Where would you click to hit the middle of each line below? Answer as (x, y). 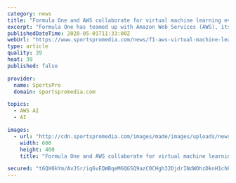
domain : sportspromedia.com (55, 92)
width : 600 (36, 143)
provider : (22, 79)
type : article (28, 46)
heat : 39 (20, 60)
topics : (19, 104)
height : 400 (37, 149)
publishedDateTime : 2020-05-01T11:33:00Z (69, 33)
